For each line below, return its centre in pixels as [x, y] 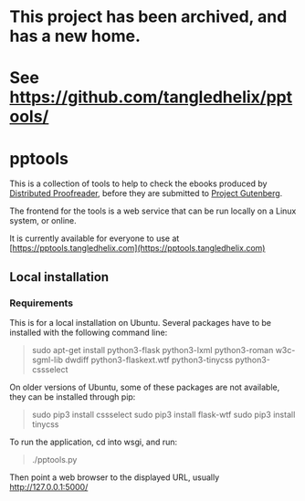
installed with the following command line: [89, 332]
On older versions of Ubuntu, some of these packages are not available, [145, 387]
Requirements [42, 303]
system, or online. [43, 221]
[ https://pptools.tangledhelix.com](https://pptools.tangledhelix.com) [137, 248]
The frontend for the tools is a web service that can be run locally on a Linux [153, 211]
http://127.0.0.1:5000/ [49, 487]
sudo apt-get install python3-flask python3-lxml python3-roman [152, 350]
